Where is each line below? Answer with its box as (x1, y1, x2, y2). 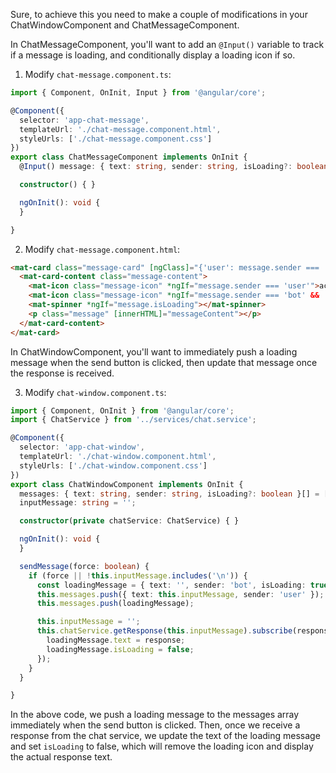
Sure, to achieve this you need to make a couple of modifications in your (10, 9, 308, 20)
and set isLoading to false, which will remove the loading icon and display (10, 740, 314, 753)
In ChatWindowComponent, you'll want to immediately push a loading (10, 345, 298, 358)
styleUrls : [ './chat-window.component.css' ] (19, 460, 208, 471)
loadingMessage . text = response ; (46, 635, 186, 645)
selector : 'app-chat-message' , (19, 115, 150, 125)
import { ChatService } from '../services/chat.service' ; (10, 415, 257, 425)
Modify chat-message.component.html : (24, 243, 181, 255)
